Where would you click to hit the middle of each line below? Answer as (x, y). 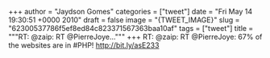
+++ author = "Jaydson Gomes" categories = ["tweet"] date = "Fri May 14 (130, 12)
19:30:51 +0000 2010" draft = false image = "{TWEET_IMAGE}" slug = (124, 20)
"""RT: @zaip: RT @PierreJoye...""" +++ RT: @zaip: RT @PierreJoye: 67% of (135, 37)
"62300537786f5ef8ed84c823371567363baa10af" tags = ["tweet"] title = (131, 28)
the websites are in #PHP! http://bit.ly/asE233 (84, 45)
